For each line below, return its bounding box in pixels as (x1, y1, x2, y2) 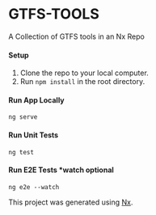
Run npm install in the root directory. (19, 77, 145, 86)
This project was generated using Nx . (8, 197, 133, 207)
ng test (8, 148, 35, 156)
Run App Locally (8, 95, 65, 105)
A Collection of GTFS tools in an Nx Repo (8, 32, 145, 41)
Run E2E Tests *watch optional (8, 165, 115, 175)
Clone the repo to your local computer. (19, 68, 150, 78)
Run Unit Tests (8, 130, 59, 140)
